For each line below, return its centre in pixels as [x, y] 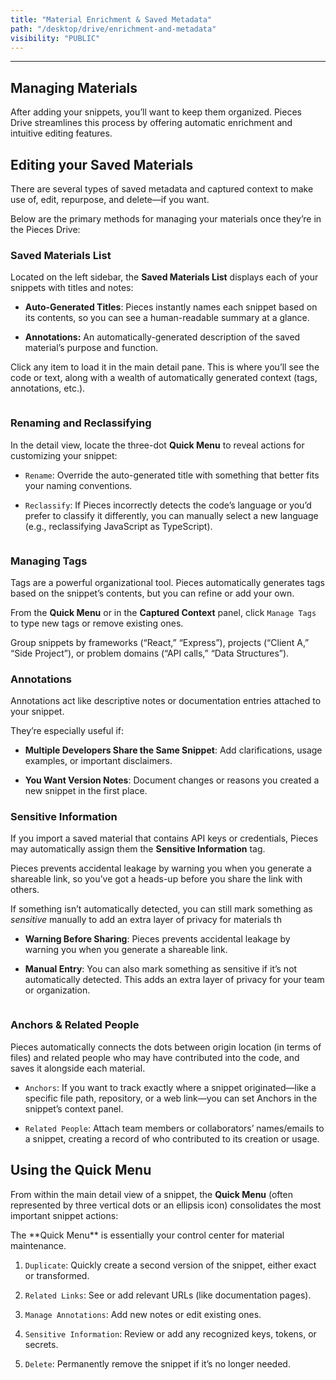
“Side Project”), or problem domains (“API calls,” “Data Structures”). [150, 653]
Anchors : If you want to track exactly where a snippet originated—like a [170, 1087]
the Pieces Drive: [45, 229]
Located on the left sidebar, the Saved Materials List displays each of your [164, 277]
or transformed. [57, 1275]
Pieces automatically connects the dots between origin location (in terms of [166, 1047]
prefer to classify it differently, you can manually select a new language [171, 515]
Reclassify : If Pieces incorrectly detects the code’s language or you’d [168, 505]
